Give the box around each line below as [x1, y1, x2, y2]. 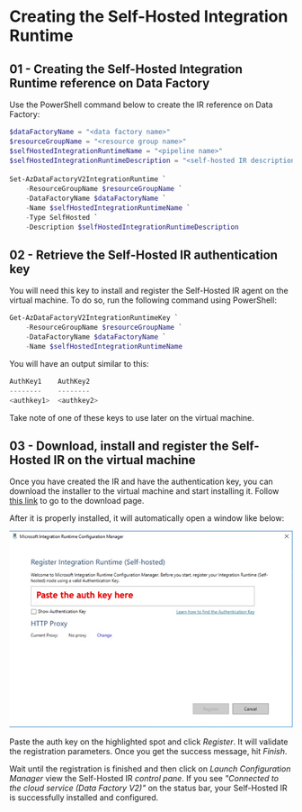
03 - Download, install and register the [9, 438, 229, 453]
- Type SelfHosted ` [25, 213, 99, 222]
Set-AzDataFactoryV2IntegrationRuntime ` [9, 175, 167, 184]
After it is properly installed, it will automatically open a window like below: [9, 513, 285, 524]
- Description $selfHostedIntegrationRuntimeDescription [25, 223, 240, 232]
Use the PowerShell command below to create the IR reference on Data [9, 99, 273, 110]
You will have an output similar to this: [9, 358, 150, 369]
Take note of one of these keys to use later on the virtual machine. [9, 412, 254, 423]
